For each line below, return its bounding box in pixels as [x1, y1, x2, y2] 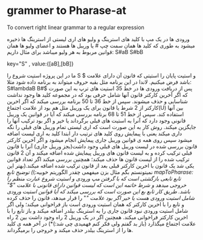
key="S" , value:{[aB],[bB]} [7, 60, 74, 67]
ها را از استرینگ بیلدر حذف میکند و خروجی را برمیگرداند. [7, 226, 134, 233]
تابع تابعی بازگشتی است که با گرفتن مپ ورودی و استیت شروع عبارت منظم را [7, 175, 181, 182]
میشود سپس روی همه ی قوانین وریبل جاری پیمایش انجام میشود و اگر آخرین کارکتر [7, 136, 193, 143]
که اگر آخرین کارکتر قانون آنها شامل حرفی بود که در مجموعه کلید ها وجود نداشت [7, 91, 188, 98]
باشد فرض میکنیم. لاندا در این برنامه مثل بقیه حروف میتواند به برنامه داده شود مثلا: [7, 78, 192, 85]
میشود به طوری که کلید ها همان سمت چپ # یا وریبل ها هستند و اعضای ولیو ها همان [7, 42, 195, 49]
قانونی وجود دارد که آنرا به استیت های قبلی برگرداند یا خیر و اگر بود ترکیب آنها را [7, 116, 186, 124]
